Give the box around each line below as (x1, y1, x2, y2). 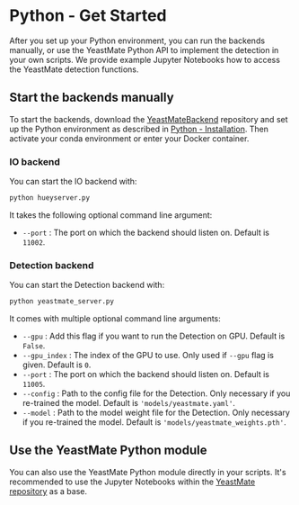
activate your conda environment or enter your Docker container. (9, 132, 250, 144)
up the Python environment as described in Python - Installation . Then (9, 123, 269, 134)
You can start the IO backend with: (9, 176, 137, 187)
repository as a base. (9, 485, 88, 496)
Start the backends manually (9, 90, 174, 105)
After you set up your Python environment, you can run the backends (9, 35, 266, 46)
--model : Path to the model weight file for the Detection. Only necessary (22, 407, 290, 419)
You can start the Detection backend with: (9, 280, 165, 291)
